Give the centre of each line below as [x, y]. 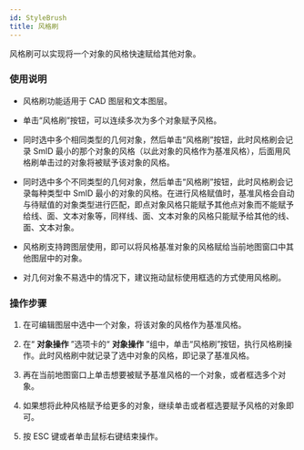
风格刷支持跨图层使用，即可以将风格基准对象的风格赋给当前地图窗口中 [154, 246]
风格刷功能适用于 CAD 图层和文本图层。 [97, 100]
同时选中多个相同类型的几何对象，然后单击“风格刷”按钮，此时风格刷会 [154, 139]
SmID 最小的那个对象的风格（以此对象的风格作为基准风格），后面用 [158, 150]
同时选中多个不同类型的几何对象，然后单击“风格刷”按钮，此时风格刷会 [154, 181]
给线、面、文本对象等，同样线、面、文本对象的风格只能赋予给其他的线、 [158, 216]
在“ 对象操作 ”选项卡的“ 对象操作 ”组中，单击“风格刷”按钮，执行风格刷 [153, 344]
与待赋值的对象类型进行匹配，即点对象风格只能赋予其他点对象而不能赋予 [158, 204]
